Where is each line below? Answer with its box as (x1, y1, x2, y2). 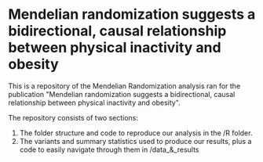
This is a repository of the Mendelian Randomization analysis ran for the (8, 81, 241, 91)
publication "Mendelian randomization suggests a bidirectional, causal (8, 89, 236, 99)
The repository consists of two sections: (8, 113, 139, 122)
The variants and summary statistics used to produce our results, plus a (19, 136, 252, 146)
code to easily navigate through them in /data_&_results (19, 145, 199, 154)
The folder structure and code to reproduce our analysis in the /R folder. (19, 128, 253, 138)
